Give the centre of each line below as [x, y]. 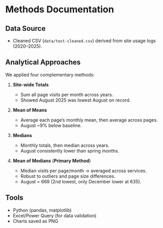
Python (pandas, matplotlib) [42, 210]
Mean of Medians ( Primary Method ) [52, 161]
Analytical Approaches [43, 62]
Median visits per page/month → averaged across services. [84, 170]
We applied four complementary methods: [50, 74]
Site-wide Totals [31, 84]
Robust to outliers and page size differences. [68, 176]
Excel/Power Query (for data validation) [55, 215]
